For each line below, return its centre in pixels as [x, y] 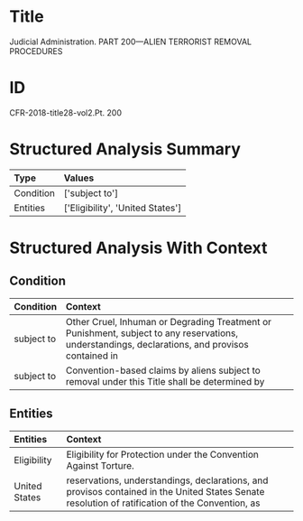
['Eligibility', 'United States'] [123, 208]
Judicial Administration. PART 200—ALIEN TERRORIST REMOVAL [131, 42]
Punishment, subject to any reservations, [152, 333]
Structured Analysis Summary [125, 149]
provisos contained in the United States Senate [165, 491]
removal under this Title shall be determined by [165, 381]
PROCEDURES [36, 51]
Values [79, 178]
